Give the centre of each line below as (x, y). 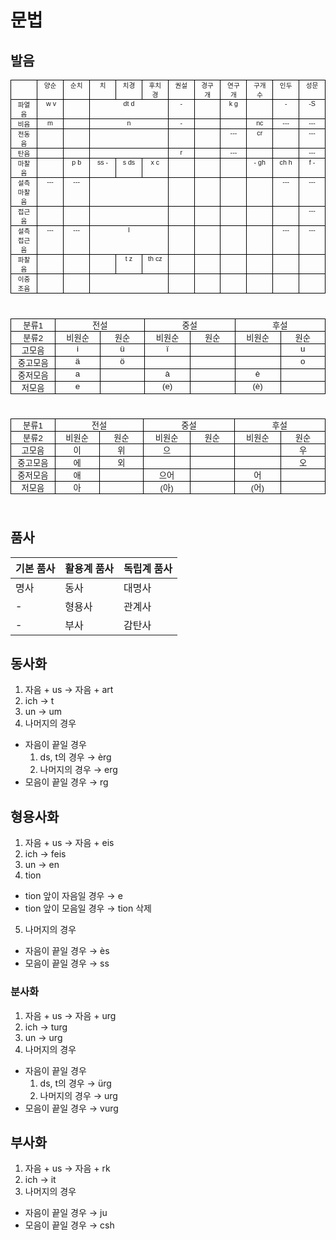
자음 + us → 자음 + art (69, 690)
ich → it (40, 1180)
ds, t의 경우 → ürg (75, 1083)
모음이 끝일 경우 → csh (69, 1225)
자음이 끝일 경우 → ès (67, 951)
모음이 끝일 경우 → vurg (71, 1108)
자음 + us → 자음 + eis (69, 843)
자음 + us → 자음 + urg (70, 1015)
